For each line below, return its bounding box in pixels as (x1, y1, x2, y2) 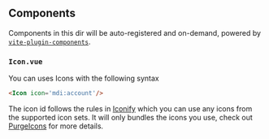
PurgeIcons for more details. (8, 121, 104, 131)
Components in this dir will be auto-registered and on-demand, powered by (8, 28, 262, 37)
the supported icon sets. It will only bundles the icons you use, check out (8, 112, 254, 122)
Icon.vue (8, 57, 43, 66)
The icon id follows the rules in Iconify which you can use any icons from (8, 103, 253, 113)
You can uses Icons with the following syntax (8, 73, 160, 84)
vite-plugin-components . (8, 37, 91, 46)
